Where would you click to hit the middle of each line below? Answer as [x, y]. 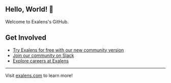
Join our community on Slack [43, 55]
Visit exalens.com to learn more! [39, 75]
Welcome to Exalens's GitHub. [37, 21]
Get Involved [26, 38]
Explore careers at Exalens [40, 61]
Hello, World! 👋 [30, 9]
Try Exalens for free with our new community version [68, 50]
